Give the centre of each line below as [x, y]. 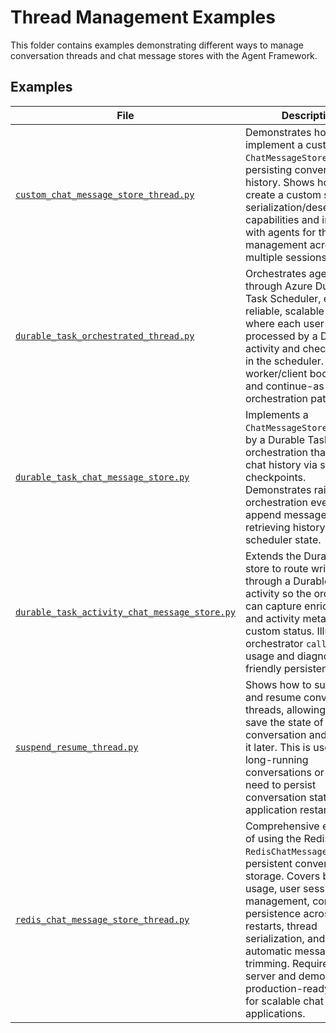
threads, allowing [285, 709]
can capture [273, 606]
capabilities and [282, 219]
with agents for [280, 232]
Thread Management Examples [143, 17]
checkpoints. [275, 477]
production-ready [287, 988]
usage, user [272, 888]
